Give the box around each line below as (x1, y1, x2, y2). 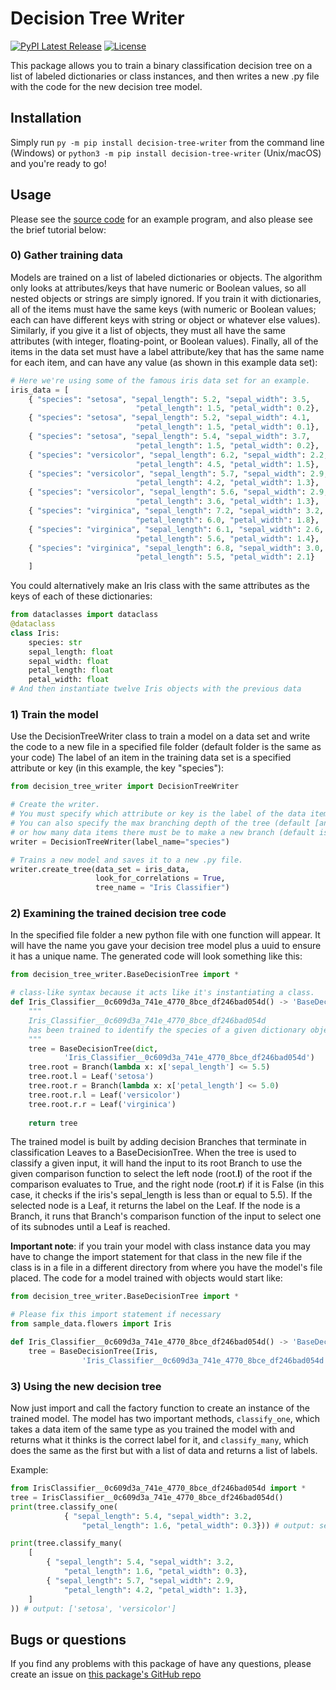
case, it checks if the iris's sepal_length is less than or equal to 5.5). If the (10, 1189, 313, 1201)
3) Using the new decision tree (10, 1379, 162, 1393)
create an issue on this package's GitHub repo (10, 1668, 202, 1681)
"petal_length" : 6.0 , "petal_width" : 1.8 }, (135, 515, 320, 525)
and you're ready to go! (10, 157, 107, 169)
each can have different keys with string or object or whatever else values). (10, 313, 321, 326)
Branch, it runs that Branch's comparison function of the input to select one (10, 1210, 322, 1222)
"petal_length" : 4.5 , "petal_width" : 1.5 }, (135, 459, 320, 469)
